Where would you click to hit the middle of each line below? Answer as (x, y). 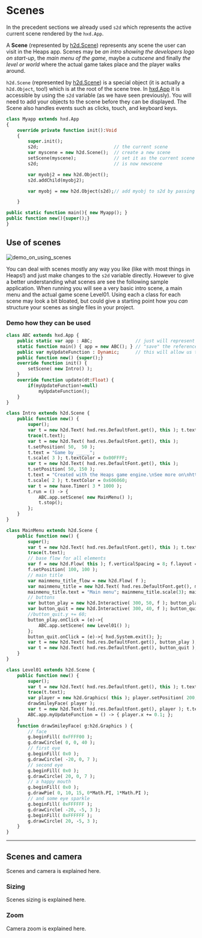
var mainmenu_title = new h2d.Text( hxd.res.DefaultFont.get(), (110, 586)
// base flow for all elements (67, 558)
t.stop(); (50, 503)
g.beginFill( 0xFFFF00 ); (60, 737)
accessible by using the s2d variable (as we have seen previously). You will (99, 95)
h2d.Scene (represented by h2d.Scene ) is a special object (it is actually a (96, 82)
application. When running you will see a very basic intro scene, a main (94, 288)
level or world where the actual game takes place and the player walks (93, 64)
